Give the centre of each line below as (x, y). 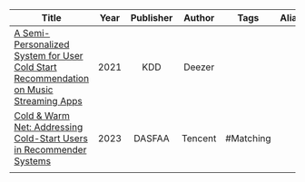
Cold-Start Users (51, 138)
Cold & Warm (42, 115)
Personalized (42, 44)
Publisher (152, 18)
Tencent (199, 138)
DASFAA (152, 138)
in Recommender (50, 150)
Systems (33, 161)
